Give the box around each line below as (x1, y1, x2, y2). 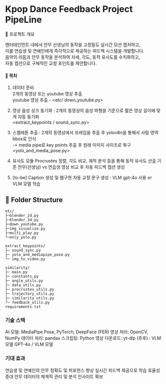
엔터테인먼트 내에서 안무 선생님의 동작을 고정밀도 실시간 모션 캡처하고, (5, 41, 141, 48)
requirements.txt (5, 304, 41, 309)
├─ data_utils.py (5, 282, 41, 288)
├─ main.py (5, 269, 28, 274)
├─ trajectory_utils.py (5, 291, 55, 296)
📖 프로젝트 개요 (5, 31, 35, 37)
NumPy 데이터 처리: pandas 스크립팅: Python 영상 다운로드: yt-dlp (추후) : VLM (5, 335, 162, 341)
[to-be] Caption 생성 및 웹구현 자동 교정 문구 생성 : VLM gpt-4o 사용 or (12, 175, 152, 181)
